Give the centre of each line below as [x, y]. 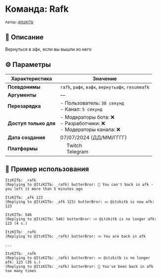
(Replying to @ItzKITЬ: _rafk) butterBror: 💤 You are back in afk [75, 237]
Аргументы [22, 95]
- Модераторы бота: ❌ [87, 117]
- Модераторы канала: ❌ [90, 129]
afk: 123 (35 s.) [23, 262]
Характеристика [31, 78]
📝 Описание [24, 37]
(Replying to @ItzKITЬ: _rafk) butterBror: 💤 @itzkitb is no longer [78, 258]
